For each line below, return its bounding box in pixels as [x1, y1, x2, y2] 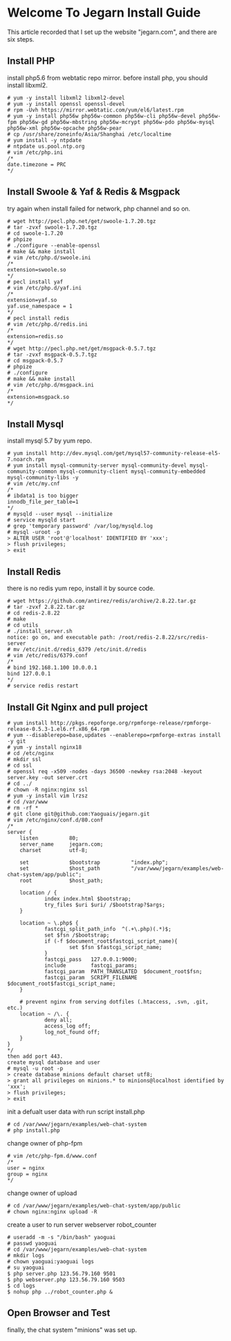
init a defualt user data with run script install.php [7, 1108, 145, 1116]
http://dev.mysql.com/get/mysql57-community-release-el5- [50, 450, 221, 457]
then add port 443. [7, 1053, 64, 1060]
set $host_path [19, 865, 100, 872]
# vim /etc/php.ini [7, 149, 64, 156]
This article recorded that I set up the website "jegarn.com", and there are [7, 28, 217, 36]
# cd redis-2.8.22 [7, 610, 60, 617]
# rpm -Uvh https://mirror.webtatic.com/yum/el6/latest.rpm [7, 106, 185, 114]
